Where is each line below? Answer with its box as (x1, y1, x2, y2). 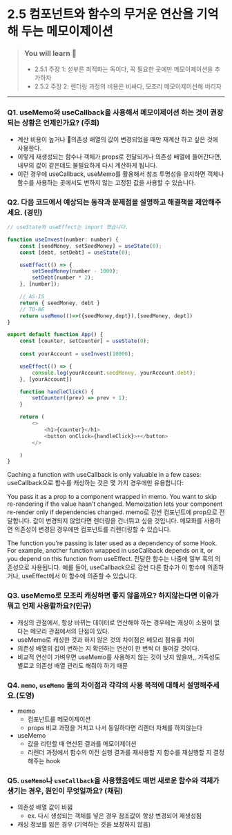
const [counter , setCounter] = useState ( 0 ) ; (19, 337, 150, 345)
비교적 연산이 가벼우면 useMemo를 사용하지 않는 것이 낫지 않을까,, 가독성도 (17, 653, 221, 661)
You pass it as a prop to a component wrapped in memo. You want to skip (7, 493, 217, 501)
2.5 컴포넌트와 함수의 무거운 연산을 (7, 6, 194, 22)
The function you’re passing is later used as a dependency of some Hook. (7, 539, 217, 547)
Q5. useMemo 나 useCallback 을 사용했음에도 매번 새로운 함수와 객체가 (7, 776, 220, 785)
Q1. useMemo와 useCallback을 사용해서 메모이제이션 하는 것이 (7, 108, 209, 117)
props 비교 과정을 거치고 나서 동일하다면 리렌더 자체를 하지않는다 (27, 723, 202, 731)
